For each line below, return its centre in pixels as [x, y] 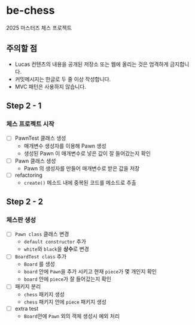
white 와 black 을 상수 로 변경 [57, 249]
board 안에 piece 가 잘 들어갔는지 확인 [68, 279]
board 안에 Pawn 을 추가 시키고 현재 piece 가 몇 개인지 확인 [90, 272]
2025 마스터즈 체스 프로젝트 [39, 28]
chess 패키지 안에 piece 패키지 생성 [65, 302]
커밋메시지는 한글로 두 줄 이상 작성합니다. [63, 79]
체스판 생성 [21, 219]
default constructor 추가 [55, 242]
